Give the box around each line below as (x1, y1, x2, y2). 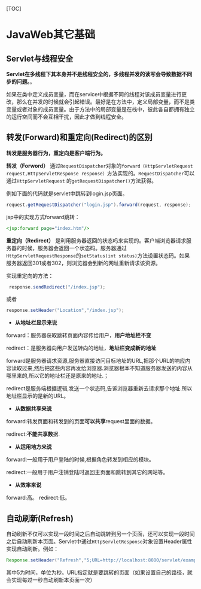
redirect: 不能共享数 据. (6, 430, 60, 438)
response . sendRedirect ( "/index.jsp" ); (8, 284, 106, 290)
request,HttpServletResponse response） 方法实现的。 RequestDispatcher (6, 169, 184, 177)
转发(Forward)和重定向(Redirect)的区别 (6, 132, 153, 142)
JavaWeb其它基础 (6, 28, 96, 41)
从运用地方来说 (14, 443, 52, 451)
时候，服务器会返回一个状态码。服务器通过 (22, 244, 127, 251)
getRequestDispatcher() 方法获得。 (71, 177, 157, 184)
